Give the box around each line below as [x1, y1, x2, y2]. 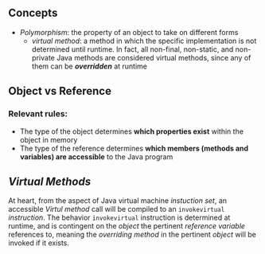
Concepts [8, 6, 58, 20]
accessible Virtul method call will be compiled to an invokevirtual [8, 205, 225, 214]
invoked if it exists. [8, 238, 70, 248]
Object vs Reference [8, 84, 111, 98]
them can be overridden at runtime [31, 61, 147, 71]
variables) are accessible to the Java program [19, 151, 173, 162]
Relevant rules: [8, 108, 68, 119]
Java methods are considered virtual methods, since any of [57, 53, 251, 62]
